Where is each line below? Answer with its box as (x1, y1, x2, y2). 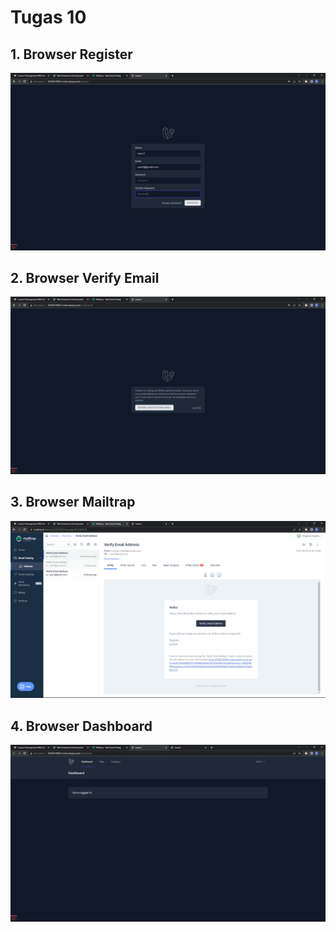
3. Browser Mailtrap (10, 494, 136, 511)
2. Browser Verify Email (10, 269, 160, 286)
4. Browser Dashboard (10, 717, 153, 735)
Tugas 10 (10, 6, 87, 29)
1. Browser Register (10, 46, 133, 63)
